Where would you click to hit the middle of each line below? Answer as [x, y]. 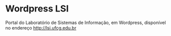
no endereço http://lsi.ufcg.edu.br [41, 27]
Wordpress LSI [37, 9]
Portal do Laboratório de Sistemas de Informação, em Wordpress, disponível [86, 22]
